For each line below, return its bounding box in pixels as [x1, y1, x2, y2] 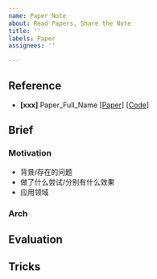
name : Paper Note [8, 11, 67, 20]
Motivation [8, 148, 52, 159]
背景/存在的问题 [19, 167, 72, 177]
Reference [8, 78, 62, 93]
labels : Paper [8, 34, 56, 43]
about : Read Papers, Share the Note [8, 19, 131, 27]
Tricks [8, 260, 41, 274]
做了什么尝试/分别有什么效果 [19, 177, 115, 186]
